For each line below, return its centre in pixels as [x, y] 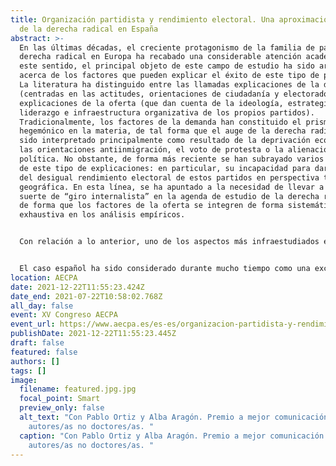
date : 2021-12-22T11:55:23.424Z [77, 287]
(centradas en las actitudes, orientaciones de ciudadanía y [149, 94]
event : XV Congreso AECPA [64, 315]
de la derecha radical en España [89, 29]
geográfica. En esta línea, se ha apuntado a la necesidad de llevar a [172, 187]
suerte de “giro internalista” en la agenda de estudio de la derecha [169, 196]
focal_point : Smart [60, 399]
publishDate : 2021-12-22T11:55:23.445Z [93, 334]
